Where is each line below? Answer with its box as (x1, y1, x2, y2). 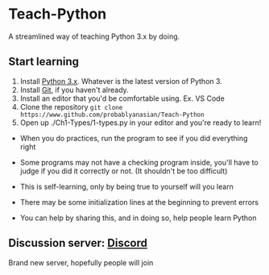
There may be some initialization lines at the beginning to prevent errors (19, 197, 259, 206)
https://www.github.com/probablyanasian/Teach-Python (19, 110, 205, 119)
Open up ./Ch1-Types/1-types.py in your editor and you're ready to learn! (19, 118, 262, 127)
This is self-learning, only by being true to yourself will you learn (19, 181, 234, 191)
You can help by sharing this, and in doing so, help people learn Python (19, 213, 257, 223)
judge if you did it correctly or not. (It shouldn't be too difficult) (19, 166, 228, 176)
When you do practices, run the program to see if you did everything (19, 133, 248, 143)
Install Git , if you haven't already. (19, 85, 129, 94)
